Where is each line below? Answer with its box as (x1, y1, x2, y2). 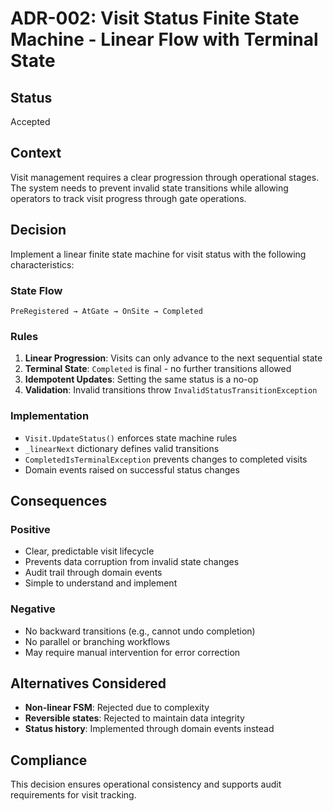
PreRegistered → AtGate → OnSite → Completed (10, 306, 203, 316)
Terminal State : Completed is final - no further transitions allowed (24, 363, 292, 375)
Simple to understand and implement (24, 577, 178, 589)
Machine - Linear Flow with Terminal (10, 28, 319, 51)
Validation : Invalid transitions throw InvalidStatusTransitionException (24, 384, 318, 396)
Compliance (10, 752, 88, 769)
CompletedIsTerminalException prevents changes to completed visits (24, 453, 308, 465)
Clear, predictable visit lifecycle (24, 545, 155, 557)
